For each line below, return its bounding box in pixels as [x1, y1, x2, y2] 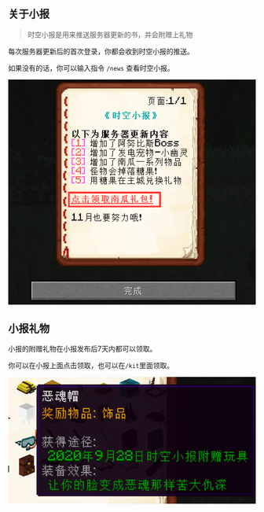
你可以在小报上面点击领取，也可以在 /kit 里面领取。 [8, 361, 174, 370]
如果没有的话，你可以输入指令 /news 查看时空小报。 [8, 63, 174, 72]
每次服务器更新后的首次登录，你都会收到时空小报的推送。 [8, 46, 194, 56]
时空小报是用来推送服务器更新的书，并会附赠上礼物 [27, 30, 193, 39]
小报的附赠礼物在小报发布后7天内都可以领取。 [8, 344, 157, 354]
